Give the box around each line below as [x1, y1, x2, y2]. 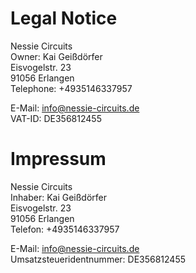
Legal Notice [10, 7, 118, 30]
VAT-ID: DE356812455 [10, 112, 102, 124]
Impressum [10, 148, 107, 171]
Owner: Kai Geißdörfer [10, 50, 103, 62]
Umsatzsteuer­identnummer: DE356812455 [10, 253, 187, 265]
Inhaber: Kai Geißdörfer [10, 191, 108, 203]
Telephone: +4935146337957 [10, 82, 133, 94]
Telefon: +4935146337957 [10, 223, 120, 235]
